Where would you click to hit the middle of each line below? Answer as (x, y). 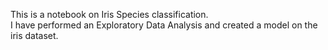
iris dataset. (34, 35)
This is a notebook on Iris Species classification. (109, 14)
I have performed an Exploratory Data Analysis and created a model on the (164, 25)
